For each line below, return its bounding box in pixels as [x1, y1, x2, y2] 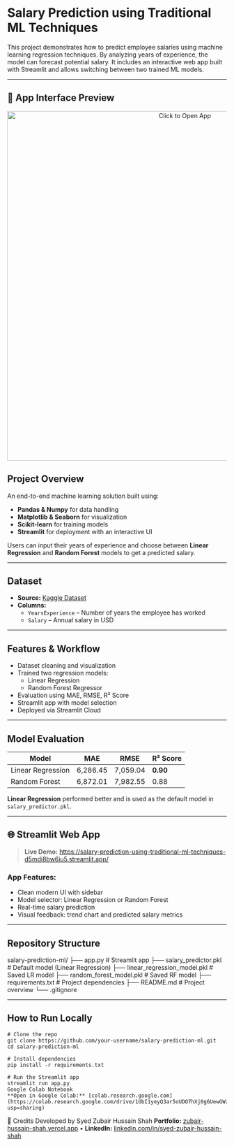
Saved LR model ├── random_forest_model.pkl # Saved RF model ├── [7, 970, 212, 979]
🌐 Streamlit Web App [7, 829, 100, 840]
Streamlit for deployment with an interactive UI [17, 527, 153, 536]
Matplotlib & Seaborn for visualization [17, 513, 127, 521]
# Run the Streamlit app [7, 1073, 79, 1081]
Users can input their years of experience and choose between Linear [7, 540, 209, 550]
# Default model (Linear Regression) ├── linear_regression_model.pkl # [7, 963, 214, 971]
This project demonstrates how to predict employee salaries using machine [7, 43, 223, 51]
